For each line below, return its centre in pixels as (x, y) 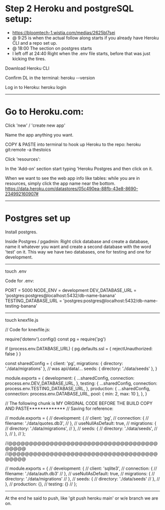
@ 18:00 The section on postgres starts (52, 48)
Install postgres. (21, 232)
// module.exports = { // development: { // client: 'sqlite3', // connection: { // (81, 468)
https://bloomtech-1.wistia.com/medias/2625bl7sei (64, 32)
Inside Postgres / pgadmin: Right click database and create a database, (77, 241)
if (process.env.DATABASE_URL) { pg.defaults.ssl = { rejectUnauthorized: (79, 348)
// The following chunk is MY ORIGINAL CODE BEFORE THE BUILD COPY (79, 403)
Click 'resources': (23, 159)
